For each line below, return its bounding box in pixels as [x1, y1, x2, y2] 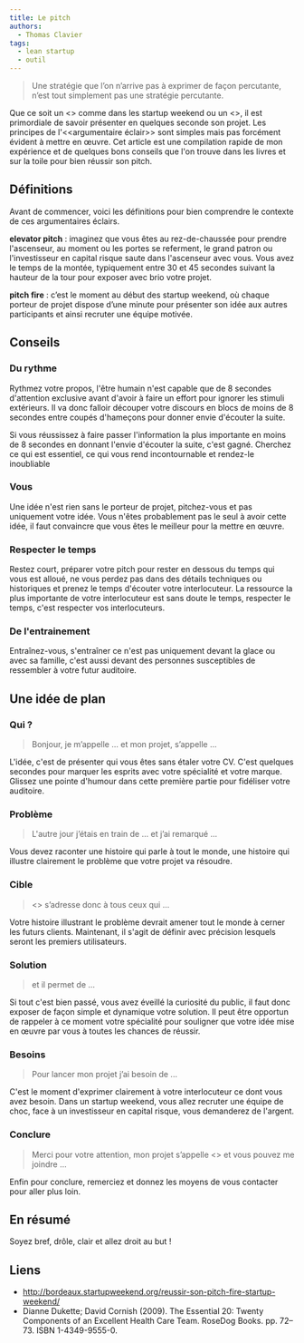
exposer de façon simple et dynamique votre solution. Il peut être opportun [9, 1006, 290, 1017]
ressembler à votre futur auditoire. [9, 665, 138, 676]
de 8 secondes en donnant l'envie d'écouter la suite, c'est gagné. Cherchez [9, 439, 292, 450]
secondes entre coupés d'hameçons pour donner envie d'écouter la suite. [9, 412, 286, 423]
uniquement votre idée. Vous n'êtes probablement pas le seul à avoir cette [9, 511, 287, 521]
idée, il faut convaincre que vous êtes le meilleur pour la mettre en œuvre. [9, 521, 285, 531]
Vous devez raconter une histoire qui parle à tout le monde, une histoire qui [9, 846, 290, 857]
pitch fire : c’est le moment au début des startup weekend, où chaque [9, 289, 270, 300]
